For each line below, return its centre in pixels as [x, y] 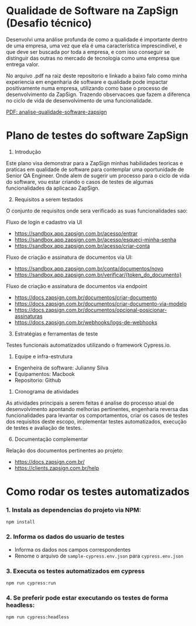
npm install [20, 522]
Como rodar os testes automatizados [98, 492]
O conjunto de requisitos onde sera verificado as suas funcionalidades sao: [97, 211]
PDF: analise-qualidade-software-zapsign [56, 112]
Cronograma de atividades [47, 391]
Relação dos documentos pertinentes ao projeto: [65, 450]
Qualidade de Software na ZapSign [92, 11]
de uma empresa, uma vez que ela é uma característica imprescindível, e [94, 46]
